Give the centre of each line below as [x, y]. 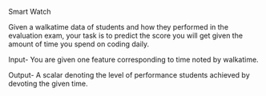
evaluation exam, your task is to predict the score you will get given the [125, 36]
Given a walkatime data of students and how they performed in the [119, 27]
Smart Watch [30, 12]
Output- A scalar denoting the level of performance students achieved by [129, 75]
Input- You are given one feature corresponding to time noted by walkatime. [133, 60]
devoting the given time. [48, 84]
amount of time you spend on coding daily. [79, 44]
